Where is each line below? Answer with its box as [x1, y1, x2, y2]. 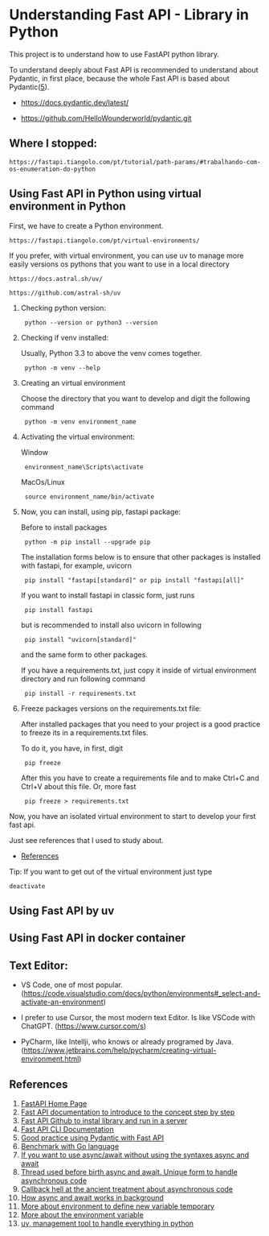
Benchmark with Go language [20, 1141, 120, 1151]
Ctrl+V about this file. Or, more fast [20, 781, 137, 791]
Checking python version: [20, 303, 107, 312]
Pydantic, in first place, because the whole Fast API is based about [9, 73, 230, 83]
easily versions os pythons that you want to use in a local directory [9, 259, 230, 269]
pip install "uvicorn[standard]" [24, 635, 137, 643]
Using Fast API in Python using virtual [9, 187, 202, 200]
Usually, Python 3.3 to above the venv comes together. [20, 348, 202, 358]
